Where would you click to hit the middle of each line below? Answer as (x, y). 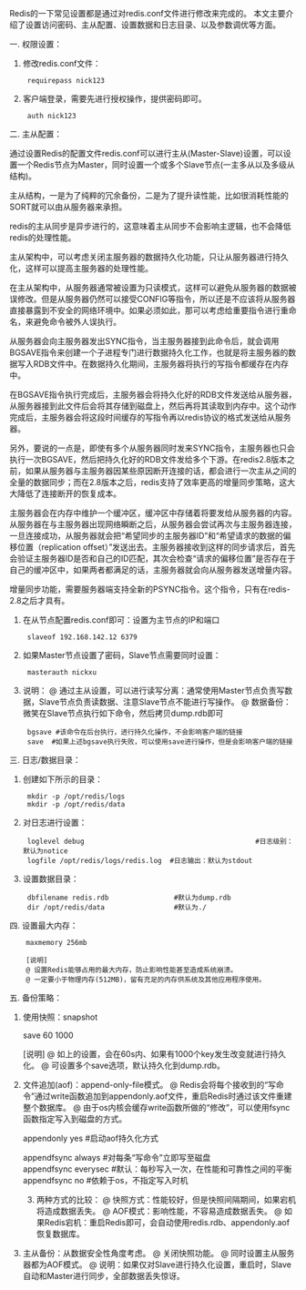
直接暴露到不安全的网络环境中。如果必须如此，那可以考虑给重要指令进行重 (149, 310)
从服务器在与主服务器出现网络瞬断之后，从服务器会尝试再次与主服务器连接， (153, 524)
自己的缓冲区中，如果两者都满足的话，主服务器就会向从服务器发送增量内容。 (153, 570)
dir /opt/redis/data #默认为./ (117, 908)
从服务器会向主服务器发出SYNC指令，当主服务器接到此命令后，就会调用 (144, 341)
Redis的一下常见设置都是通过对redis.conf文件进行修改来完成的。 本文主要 (148, 13)
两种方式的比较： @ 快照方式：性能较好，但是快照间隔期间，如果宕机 (166, 1199)
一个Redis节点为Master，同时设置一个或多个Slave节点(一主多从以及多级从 (156, 165)
